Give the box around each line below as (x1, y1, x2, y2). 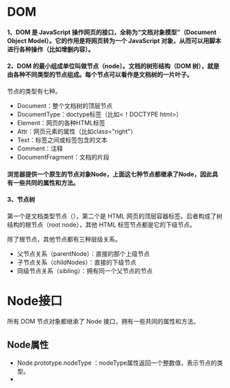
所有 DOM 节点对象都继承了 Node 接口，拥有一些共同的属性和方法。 (7, 317, 200, 325)
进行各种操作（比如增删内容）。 (7, 45, 94, 53)
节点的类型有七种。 (7, 87, 62, 95)
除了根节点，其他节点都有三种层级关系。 (7, 235, 121, 243)
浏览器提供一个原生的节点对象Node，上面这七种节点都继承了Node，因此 (7, 170, 212, 178)
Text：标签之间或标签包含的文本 (16, 135, 108, 144)
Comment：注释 (16, 144, 63, 153)
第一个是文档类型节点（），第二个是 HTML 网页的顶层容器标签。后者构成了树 (7, 211, 222, 220)
